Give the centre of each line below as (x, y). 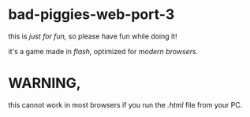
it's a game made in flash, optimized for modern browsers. (103, 51)
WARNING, (45, 83)
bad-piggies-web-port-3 (91, 15)
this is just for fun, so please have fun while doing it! (93, 36)
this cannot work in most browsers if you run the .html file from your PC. (125, 104)
